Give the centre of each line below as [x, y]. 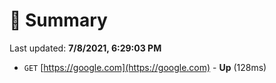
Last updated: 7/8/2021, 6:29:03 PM [85, 48]
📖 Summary [58, 20]
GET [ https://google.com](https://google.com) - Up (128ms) [145, 67]
